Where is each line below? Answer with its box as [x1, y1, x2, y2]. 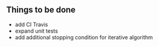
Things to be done [6, 5, 76, 15]
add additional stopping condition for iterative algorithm [14, 33, 154, 41]
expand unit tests [14, 27, 58, 34]
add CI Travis [14, 20, 48, 28]
